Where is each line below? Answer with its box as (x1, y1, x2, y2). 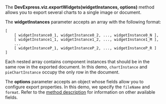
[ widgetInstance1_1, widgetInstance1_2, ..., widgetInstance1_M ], (14, 37, 159, 42)
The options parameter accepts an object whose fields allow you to (5, 79, 144, 84)
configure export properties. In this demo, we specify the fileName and (5, 84, 150, 90)
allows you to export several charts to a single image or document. (5, 9, 142, 15)
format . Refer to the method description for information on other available (5, 89, 156, 95)
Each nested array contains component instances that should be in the (5, 59, 150, 65)
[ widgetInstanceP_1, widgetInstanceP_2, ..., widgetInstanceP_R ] (14, 46, 157, 51)
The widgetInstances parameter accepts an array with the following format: (5, 19, 162, 25)
